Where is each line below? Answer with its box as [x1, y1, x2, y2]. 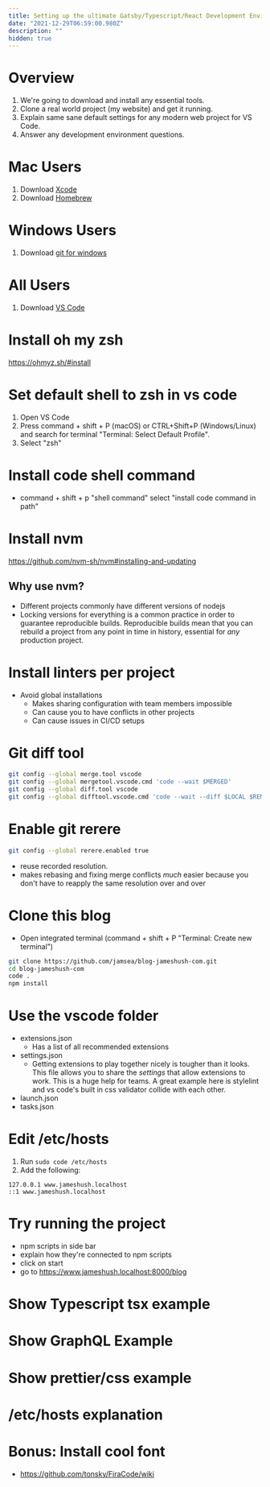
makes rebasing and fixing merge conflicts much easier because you [19, 869, 249, 879]
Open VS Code [19, 412, 70, 422]
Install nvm [8, 530, 84, 547]
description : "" [8, 27, 63, 35]
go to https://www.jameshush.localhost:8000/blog [19, 1267, 187, 1276]
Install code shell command [8, 466, 195, 485]
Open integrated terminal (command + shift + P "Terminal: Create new [19, 933, 252, 943]
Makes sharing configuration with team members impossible [31, 698, 233, 708]
